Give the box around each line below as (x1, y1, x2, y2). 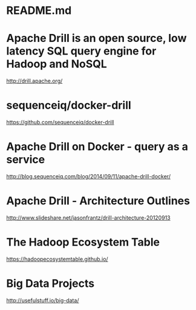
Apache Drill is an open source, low (6, 32, 187, 45)
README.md (6, 4, 72, 18)
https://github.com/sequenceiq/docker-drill (6, 119, 114, 126)
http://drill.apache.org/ (6, 77, 63, 85)
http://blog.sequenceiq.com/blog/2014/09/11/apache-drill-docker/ (6, 173, 171, 180)
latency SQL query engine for (6, 44, 157, 58)
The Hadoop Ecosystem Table (6, 235, 160, 249)
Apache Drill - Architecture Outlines (6, 194, 191, 208)
